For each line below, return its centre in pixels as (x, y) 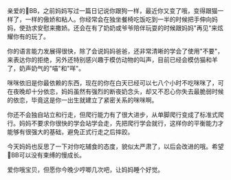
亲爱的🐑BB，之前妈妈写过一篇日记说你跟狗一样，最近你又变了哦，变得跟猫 (112, 11)
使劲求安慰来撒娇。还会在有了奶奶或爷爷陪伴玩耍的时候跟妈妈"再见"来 (118, 28)
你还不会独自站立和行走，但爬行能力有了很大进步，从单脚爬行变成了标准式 (112, 115)
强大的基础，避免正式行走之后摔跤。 (82, 132)
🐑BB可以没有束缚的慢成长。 (46, 155)
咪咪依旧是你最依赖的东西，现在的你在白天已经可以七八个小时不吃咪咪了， (112, 83)
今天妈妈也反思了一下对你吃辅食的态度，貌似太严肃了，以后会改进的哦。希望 (115, 146)
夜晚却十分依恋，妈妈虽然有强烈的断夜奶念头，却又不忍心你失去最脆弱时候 (118, 91)
